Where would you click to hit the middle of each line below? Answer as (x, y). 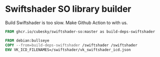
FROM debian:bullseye (27, 40)
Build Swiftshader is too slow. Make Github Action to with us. (66, 23)
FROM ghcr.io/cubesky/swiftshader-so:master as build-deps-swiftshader (80, 31)
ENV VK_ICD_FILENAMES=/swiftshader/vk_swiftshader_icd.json (68, 50)
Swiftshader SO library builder (68, 9)
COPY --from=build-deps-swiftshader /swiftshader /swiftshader (71, 45)
